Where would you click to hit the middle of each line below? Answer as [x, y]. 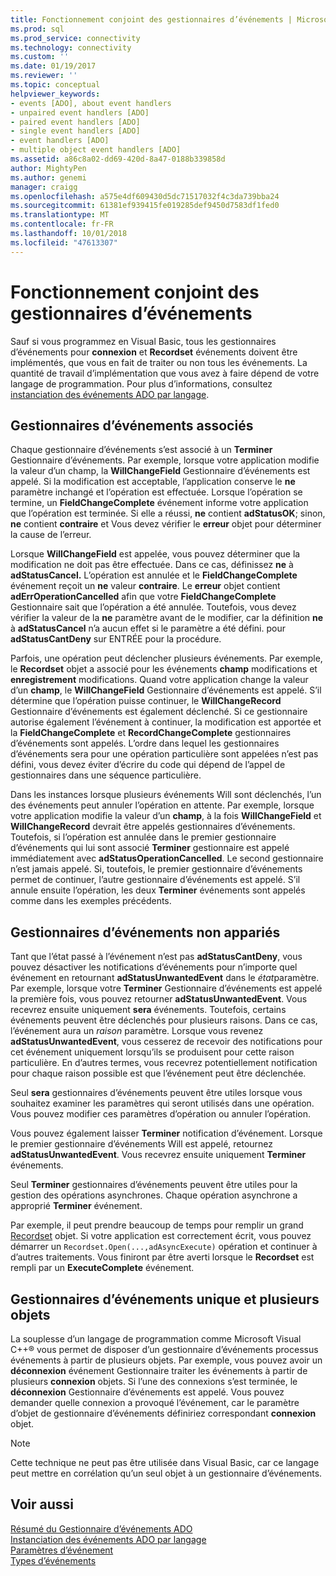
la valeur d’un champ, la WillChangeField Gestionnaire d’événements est [160, 471]
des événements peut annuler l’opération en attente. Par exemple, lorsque [162, 805]
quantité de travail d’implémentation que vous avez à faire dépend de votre [165, 373]
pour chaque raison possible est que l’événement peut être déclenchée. [158, 1073]
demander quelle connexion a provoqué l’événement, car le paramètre [155, 1402]
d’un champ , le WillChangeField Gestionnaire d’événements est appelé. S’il [166, 690]
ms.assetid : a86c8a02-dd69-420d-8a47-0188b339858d [118, 159]
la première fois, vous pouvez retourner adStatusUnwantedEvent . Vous [159, 999]
